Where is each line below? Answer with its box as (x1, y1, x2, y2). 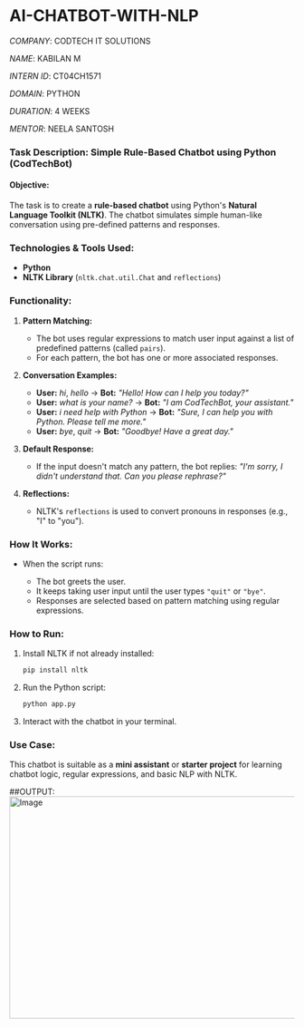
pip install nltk (22, 665, 89, 675)
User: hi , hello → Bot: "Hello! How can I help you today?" (35, 387, 249, 398)
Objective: (9, 179, 50, 190)
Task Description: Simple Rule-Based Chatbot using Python (9, 146, 277, 159)
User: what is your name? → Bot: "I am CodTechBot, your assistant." (35, 396, 294, 408)
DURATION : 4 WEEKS (9, 105, 90, 116)
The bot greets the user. (35, 576, 127, 587)
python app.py (22, 700, 76, 709)
